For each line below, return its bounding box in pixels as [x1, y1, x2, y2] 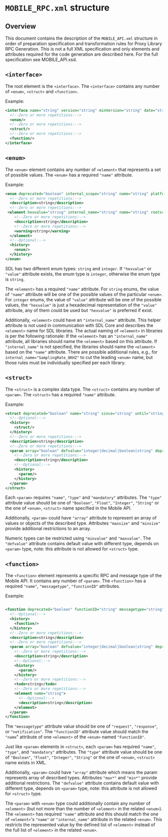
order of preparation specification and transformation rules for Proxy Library [5, 41, 162, 47]
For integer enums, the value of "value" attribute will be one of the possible [5, 296, 161, 302]
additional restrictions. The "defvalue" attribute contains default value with [5, 780, 159, 786]
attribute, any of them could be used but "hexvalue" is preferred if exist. [5, 307, 153, 313]
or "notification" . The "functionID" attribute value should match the [5, 729, 148, 735]
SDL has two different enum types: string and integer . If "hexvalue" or [5, 265, 151, 271]
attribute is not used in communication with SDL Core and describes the [5, 322, 153, 328]
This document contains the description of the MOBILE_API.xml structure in [5, 35, 158, 41]
